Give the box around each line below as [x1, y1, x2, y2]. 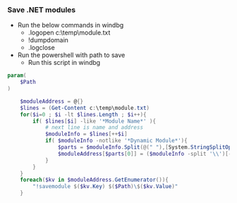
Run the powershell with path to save [17, 51, 126, 59]
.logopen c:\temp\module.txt [28, 28, 111, 37]
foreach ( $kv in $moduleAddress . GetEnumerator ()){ [20, 176, 169, 184]
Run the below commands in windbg [17, 21, 124, 30]
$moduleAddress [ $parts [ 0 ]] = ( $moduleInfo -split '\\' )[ [57, 150, 229, 157]
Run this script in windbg [28, 59, 101, 67]
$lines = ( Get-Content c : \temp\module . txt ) [20, 104, 150, 111]
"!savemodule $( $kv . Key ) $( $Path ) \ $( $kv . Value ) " [32, 183, 178, 190]
